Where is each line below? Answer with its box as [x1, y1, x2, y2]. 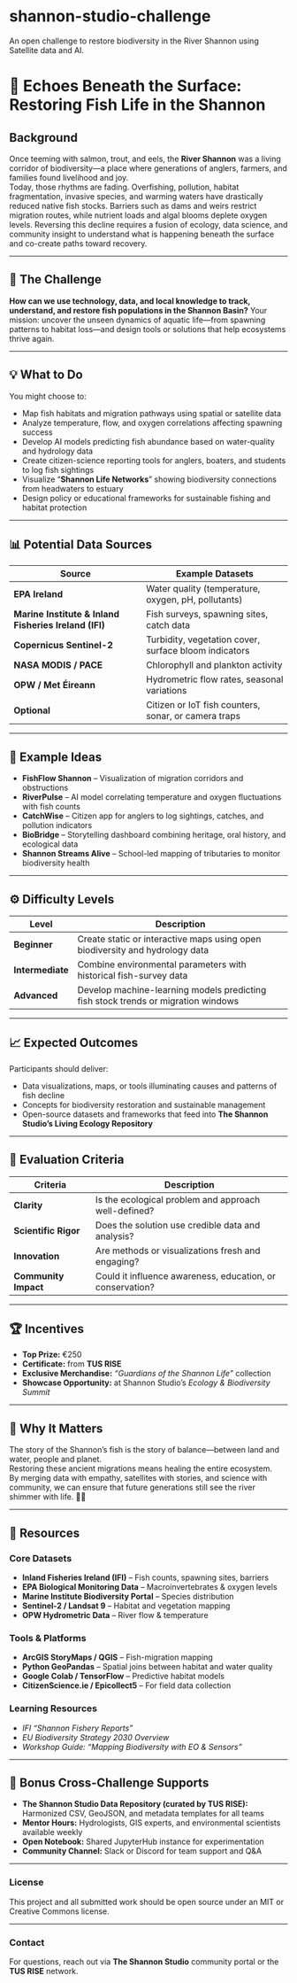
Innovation [13, 1250, 60, 1262]
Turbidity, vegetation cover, [145, 633, 261, 646]
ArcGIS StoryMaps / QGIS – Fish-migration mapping [21, 1652, 214, 1662]
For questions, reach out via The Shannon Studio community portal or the [9, 1956, 279, 1967]
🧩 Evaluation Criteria [9, 1152, 125, 1167]
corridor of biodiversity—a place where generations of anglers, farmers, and [9, 162, 287, 174]
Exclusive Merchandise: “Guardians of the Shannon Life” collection [21, 1368, 271, 1379]
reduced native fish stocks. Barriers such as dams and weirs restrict [9, 200, 257, 211]
